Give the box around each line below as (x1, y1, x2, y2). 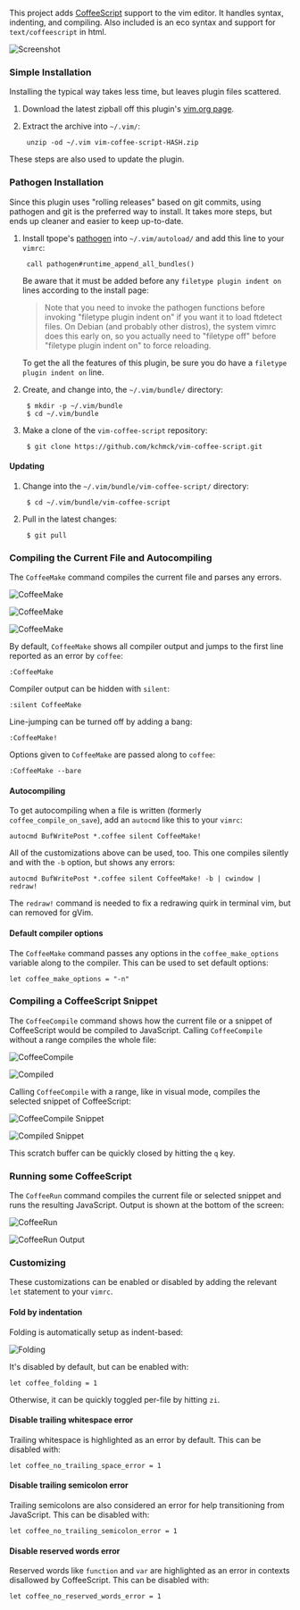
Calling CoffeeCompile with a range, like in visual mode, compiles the (9, 1086, 261, 1097)
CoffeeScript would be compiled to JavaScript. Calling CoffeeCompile (9, 1024, 263, 1035)
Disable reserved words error (9, 1545, 121, 1556)
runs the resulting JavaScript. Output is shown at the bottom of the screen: (9, 1200, 285, 1211)
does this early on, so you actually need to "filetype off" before (44, 330, 277, 341)
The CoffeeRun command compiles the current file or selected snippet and (9, 1190, 282, 1201)
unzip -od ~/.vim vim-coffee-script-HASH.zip (26, 138, 199, 147)
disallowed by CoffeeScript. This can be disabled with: (9, 1575, 210, 1586)
